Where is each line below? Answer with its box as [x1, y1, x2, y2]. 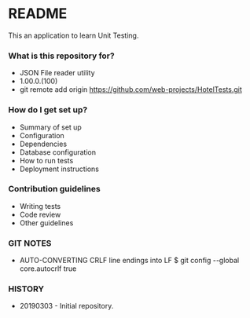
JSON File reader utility [19, 68, 95, 78]
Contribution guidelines [8, 184, 101, 195]
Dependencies [19, 139, 68, 148]
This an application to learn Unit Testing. [8, 31, 139, 40]
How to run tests [19, 155, 74, 165]
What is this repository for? [8, 50, 116, 61]
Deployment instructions [19, 164, 100, 174]
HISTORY [8, 283, 45, 294]
